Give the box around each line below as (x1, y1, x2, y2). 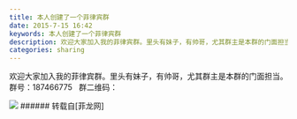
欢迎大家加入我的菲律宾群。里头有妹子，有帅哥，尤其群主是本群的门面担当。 (9, 71, 288, 82)
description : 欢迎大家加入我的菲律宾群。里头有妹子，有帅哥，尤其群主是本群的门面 (9, 37, 278, 47)
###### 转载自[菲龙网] (19, 100, 104, 111)
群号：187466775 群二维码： (9, 82, 118, 93)
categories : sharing (9, 46, 86, 55)
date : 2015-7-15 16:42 (9, 21, 93, 30)
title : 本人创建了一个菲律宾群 (9, 12, 110, 22)
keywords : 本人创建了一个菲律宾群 (9, 29, 122, 38)
